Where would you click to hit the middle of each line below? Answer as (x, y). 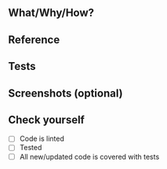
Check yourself (46, 120)
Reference (34, 40)
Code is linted (42, 139)
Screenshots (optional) (65, 93)
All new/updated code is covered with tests (89, 156)
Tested (31, 148)
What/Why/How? (51, 13)
